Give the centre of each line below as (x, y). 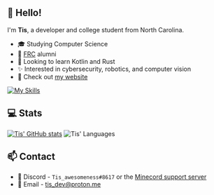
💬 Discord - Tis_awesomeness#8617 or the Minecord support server (112, 177)
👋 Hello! (24, 13)
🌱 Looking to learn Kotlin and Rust (66, 61)
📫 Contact (31, 157)
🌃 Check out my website (52, 76)
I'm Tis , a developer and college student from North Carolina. (95, 29)
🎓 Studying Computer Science (63, 43)
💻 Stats (25, 113)
